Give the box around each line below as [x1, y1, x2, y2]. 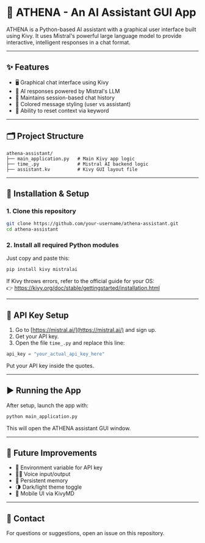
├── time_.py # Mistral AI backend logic [6, 161, 149, 167]
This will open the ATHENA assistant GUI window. [6, 424, 131, 432]
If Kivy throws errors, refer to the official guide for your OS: [6, 278, 154, 285]
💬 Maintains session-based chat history [15, 94, 115, 101]
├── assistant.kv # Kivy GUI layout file [6, 166, 138, 173]
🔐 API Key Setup [6, 310, 69, 320]
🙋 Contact [6, 513, 45, 523]
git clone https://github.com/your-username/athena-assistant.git [6, 221, 179, 227]
